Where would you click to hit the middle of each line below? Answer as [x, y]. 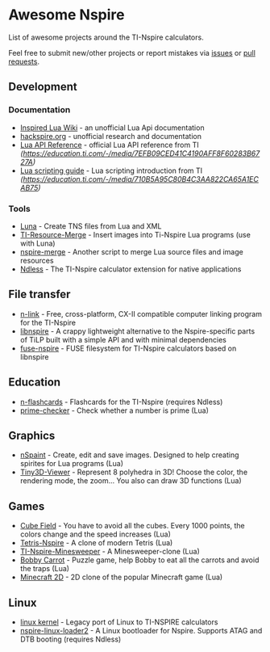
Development [43, 87]
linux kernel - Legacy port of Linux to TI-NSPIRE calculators [119, 622]
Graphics [32, 435]
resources [37, 260]
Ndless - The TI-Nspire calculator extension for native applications [131, 269]
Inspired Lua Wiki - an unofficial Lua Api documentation [112, 128]
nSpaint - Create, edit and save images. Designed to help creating [129, 455]
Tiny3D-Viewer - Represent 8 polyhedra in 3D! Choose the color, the [134, 472]
